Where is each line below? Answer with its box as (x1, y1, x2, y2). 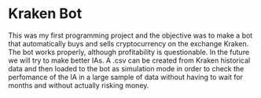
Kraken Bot (8, 5, 83, 23)
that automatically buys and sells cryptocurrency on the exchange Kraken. (8, 38, 249, 48)
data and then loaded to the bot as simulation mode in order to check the (8, 64, 244, 73)
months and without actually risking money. (8, 80, 149, 90)
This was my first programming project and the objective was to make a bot (8, 31, 253, 40)
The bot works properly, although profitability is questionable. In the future (8, 47, 250, 56)
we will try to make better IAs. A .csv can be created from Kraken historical (8, 56, 251, 65)
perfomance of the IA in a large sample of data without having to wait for (8, 72, 244, 82)
